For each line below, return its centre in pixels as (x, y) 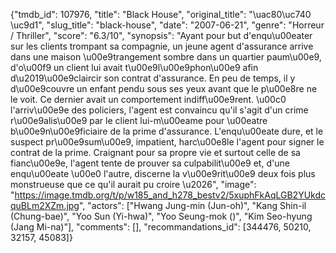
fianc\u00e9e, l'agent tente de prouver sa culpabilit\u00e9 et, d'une (150, 163)
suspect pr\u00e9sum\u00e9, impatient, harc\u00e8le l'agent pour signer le (167, 142)
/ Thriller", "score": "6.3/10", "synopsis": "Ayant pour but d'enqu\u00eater (161, 35)
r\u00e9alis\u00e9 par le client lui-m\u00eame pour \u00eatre (139, 120)
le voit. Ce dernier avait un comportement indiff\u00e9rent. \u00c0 (148, 99)
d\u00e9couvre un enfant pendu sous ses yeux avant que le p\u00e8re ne (164, 88)
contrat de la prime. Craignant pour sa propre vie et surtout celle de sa (155, 152)
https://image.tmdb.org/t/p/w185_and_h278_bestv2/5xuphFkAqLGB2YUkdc (170, 195)
